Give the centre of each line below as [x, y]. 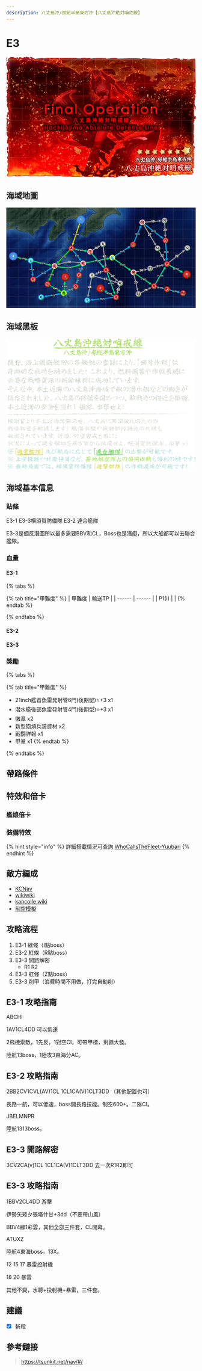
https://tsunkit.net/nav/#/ [52, 1362]
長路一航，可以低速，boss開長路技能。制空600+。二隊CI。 [80, 1105]
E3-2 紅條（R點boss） [43, 952]
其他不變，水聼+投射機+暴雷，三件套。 [55, 1290]
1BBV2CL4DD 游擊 [29, 1201]
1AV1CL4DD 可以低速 [32, 1029]
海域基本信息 [30, 488]
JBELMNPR [20, 1117]
